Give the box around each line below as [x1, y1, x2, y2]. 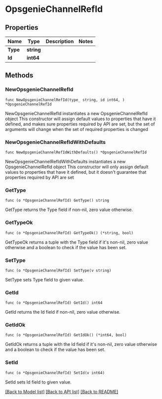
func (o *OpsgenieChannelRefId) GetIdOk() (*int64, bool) [5, 332, 127, 338]
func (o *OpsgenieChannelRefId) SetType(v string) [5, 268, 112, 273]
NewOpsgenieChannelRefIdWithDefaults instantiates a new [5, 158, 126, 164]
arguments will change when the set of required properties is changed [5, 126, 148, 132]
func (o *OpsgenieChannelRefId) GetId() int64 [5, 300, 103, 306]
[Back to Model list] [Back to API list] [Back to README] [5, 389, 119, 395]
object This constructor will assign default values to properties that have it [5, 116, 156, 122]
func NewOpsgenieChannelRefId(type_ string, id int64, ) [5, 97, 125, 102]
